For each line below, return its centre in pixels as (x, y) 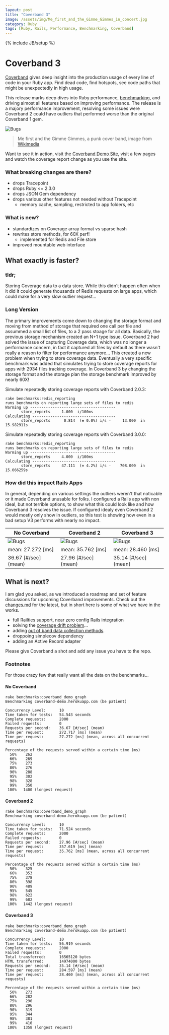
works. (12, 610)
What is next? (27, 582)
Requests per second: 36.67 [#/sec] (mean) (55, 728)
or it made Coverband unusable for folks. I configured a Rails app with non (82, 499)
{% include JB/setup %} (30, 43)
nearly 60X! (17, 379)
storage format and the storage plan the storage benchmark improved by (81, 374)
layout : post (19, 10)
